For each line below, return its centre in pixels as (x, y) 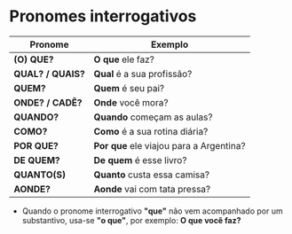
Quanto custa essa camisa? (152, 175)
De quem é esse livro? (140, 160)
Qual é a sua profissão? (143, 74)
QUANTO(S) (40, 175)
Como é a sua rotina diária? (151, 131)
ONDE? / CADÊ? (48, 102)
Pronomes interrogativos (103, 16)
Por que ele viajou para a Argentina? (170, 145)
